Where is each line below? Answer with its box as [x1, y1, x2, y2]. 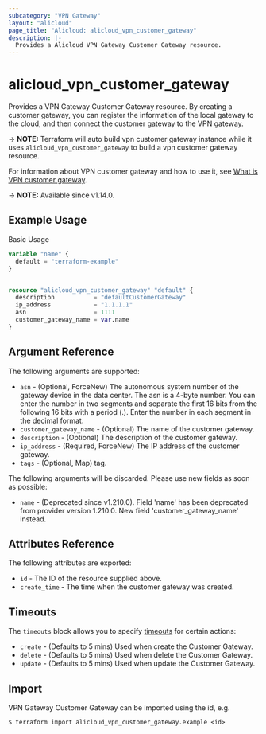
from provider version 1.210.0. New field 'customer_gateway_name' [19, 506, 239, 515]
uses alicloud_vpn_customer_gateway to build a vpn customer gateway [8, 143, 238, 152]
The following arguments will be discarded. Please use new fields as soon [8, 473, 250, 482]
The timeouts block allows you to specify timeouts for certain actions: [8, 627, 237, 636]
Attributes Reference [8, 537, 114, 550]
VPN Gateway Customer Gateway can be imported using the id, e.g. [8, 703, 230, 713]
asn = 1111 [15, 308, 115, 317]
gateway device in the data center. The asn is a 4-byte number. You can [19, 390, 256, 400]
